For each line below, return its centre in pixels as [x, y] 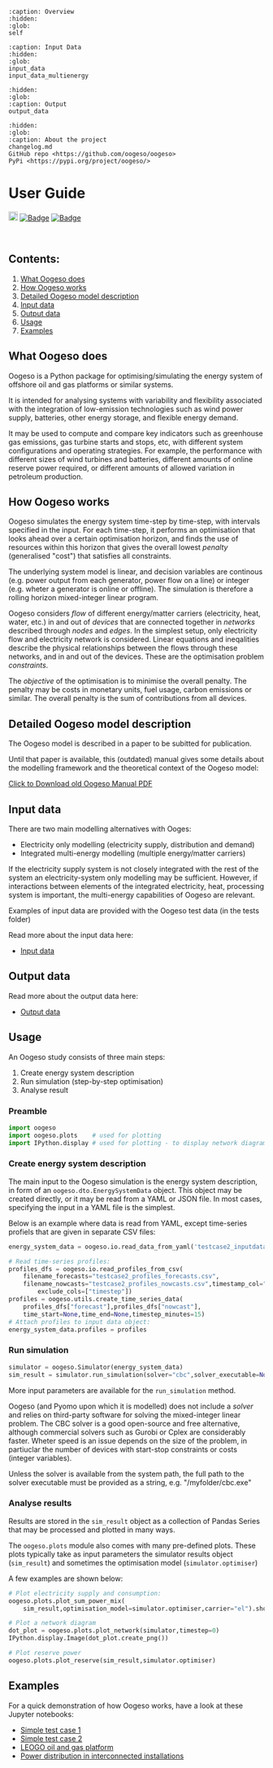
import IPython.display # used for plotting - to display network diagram [138, 1143]
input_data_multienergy [49, 76]
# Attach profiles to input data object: [80, 1322]
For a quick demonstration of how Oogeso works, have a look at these [126, 1705]
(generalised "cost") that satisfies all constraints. [90, 556]
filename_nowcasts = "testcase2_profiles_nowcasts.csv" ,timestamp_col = [143, 1284]
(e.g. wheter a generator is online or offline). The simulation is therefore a [131, 589]
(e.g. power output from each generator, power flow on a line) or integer [129, 581]
